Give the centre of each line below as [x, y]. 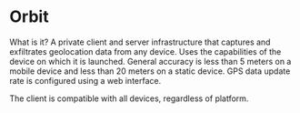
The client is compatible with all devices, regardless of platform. [129, 98]
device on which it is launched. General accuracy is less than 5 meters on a [150, 61]
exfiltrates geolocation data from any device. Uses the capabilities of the [145, 51]
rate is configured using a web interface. [85, 80]
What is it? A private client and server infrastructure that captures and [140, 42]
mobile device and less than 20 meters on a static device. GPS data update [150, 71]
